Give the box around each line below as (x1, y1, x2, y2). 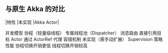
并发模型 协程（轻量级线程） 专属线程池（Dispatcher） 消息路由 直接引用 (5, 30, 157, 36)
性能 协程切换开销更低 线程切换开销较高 (5, 42, 88, 48)
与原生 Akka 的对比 (5, 5, 65, 14)
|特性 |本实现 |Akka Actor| (5, 19, 59, 25)
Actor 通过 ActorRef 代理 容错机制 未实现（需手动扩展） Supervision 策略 (11, 36, 163, 42)
